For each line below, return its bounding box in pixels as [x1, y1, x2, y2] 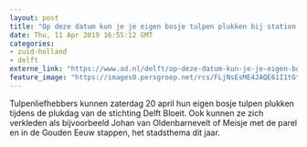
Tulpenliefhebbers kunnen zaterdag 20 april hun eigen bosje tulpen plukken [9, 98, 295, 109]
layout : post [9, 13, 59, 23]
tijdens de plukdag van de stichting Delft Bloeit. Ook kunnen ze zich [9, 107, 264, 119]
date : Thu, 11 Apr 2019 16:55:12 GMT [9, 30, 153, 39]
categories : [9, 38, 55, 48]
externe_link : [9, 65, 64, 74]
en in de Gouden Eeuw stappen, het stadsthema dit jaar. [9, 127, 221, 138]
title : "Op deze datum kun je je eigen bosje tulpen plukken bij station [9, 22, 297, 31]
